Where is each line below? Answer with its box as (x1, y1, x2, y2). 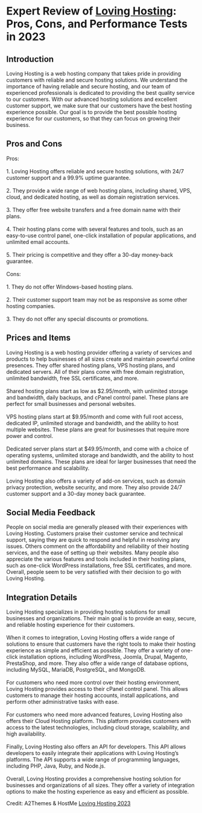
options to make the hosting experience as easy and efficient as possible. (6, 788, 189, 795)
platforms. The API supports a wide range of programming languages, (6, 756, 180, 763)
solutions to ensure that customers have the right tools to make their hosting (6, 640, 196, 648)
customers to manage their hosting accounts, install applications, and (6, 692, 179, 699)
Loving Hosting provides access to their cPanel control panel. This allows (6, 686, 188, 693)
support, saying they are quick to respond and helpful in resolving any (6, 536, 180, 544)
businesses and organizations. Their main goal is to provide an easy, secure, (6, 615, 197, 622)
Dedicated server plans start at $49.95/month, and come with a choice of (6, 445, 189, 452)
